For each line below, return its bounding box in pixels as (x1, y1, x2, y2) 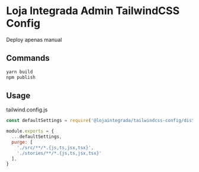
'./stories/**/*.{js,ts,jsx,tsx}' (17, 150, 102, 156)
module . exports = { (6, 128, 54, 134)
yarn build (6, 69, 33, 75)
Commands (6, 53, 50, 63)
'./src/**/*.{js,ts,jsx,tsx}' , (17, 144, 94, 151)
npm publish (6, 74, 36, 80)
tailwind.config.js (6, 106, 48, 113)
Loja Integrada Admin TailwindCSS (6, 4, 179, 18)
